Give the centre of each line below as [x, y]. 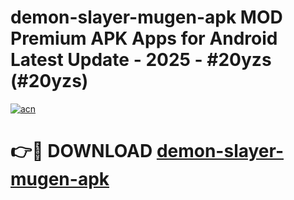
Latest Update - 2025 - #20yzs [141, 60]
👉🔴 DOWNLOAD [81, 151]
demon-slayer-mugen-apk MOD [146, 17]
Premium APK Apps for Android [144, 38]
